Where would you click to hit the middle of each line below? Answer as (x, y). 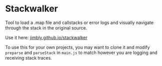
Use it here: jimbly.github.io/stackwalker (46, 37)
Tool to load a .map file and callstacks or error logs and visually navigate (79, 22)
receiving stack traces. (29, 57)
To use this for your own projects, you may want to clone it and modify (78, 47)
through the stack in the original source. (46, 27)
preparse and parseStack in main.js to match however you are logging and (81, 52)
